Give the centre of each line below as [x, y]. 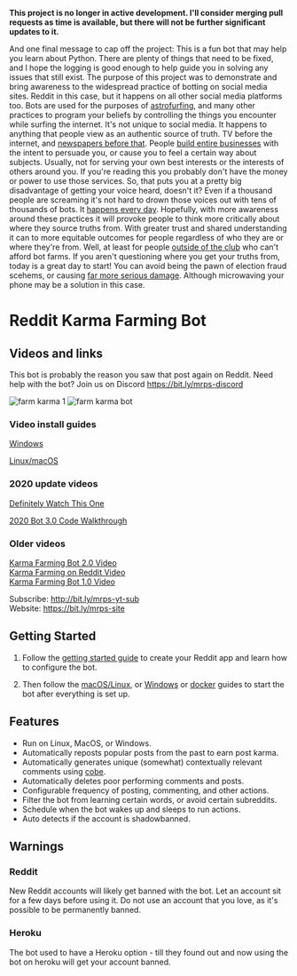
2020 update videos [54, 484]
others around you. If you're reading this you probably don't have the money [148, 171]
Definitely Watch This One [57, 503]
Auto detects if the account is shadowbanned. [106, 818]
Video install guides [53, 424]
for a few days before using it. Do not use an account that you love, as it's [144, 901]
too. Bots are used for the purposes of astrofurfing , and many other [132, 105]
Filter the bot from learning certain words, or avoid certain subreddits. [149, 799]
